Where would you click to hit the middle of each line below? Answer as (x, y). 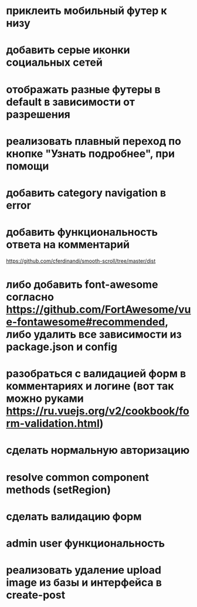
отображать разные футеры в (84, 89)
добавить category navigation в (86, 193)
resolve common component (78, 477)
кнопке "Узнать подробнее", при (90, 153)
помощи (28, 166)
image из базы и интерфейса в (84, 583)
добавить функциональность (82, 232)
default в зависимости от (70, 102)
